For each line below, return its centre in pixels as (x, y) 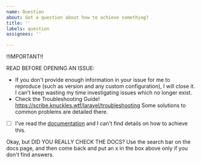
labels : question (28, 29)
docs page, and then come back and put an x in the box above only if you (97, 149)
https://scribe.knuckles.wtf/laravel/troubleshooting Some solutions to (100, 105)
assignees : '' (24, 34)
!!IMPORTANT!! (25, 57)
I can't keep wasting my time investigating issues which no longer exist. (103, 93)
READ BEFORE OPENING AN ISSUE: (50, 68)
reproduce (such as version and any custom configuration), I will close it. (105, 86)
